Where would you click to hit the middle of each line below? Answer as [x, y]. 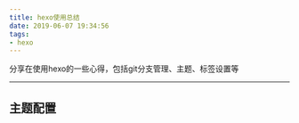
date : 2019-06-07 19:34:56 [59, 26]
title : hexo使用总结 [44, 17]
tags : [19, 34]
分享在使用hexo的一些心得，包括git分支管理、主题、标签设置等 [124, 69]
